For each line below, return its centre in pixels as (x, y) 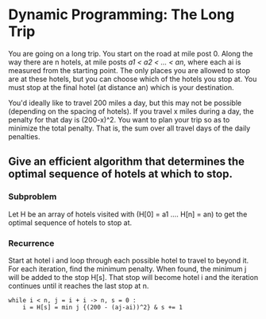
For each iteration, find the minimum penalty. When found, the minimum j (127, 269)
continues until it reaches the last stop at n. (79, 286)
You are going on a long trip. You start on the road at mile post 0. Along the (131, 53)
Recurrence (31, 243)
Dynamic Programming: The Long (121, 15)
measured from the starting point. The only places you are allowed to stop (129, 70)
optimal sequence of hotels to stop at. (70, 222)
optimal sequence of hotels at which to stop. (120, 174)
